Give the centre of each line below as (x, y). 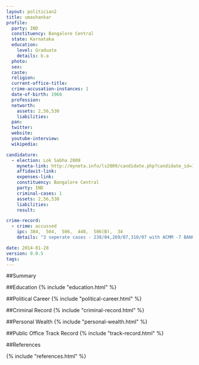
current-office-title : (39, 84)
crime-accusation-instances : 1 (50, 89)
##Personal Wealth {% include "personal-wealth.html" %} (77, 322)
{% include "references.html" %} (46, 356)
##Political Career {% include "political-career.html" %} (74, 299)
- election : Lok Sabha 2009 (46, 160)
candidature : (22, 155)
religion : (23, 78)
